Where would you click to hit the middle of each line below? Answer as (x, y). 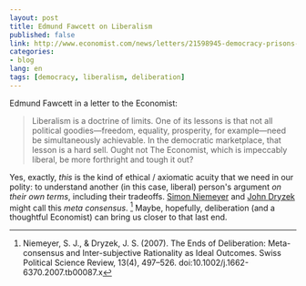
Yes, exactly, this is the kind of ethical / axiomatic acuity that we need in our (152, 177)
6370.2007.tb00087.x (62, 272)
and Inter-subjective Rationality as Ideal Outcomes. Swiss (174, 253)
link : (20, 43)
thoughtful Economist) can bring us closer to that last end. (118, 217)
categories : (32, 52)
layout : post (34, 18)
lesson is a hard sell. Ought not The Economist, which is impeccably (159, 149)
